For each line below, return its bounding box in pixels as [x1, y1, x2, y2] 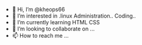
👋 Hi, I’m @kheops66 [12, 6, 65, 13]
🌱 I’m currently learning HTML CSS [12, 19, 100, 26]
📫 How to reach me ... [12, 32, 69, 39]
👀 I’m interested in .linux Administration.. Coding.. [12, 12, 136, 19]
